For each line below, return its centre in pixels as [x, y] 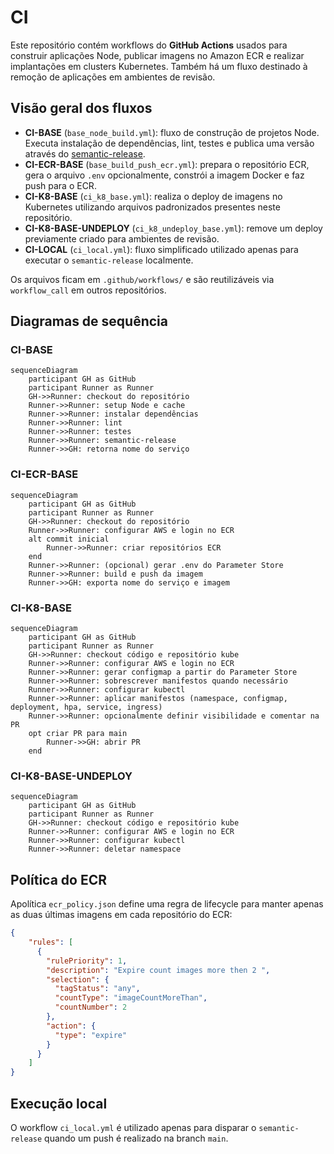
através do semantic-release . [85, 153]
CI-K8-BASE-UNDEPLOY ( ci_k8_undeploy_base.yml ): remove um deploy [173, 228]
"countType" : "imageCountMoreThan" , [131, 998]
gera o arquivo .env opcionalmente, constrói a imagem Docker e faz [164, 175]
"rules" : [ [51, 942]
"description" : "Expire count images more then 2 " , [158, 970]
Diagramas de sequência [89, 321]
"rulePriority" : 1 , [87, 961]
